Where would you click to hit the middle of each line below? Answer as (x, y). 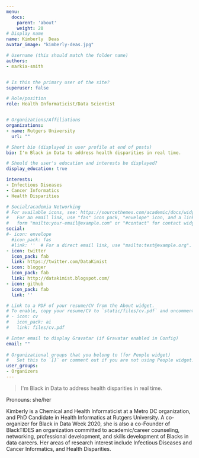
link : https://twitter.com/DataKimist (60, 262)
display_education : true (37, 169)
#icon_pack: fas (31, 240)
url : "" (21, 136)
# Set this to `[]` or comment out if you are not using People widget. (100, 360)
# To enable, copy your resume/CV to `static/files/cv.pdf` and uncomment (100, 311)
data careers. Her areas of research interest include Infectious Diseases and (99, 443)
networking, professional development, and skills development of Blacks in (97, 436)
